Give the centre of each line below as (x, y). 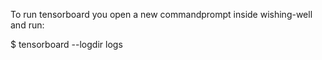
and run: (27, 25)
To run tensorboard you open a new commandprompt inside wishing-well (161, 14)
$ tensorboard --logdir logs (66, 44)
